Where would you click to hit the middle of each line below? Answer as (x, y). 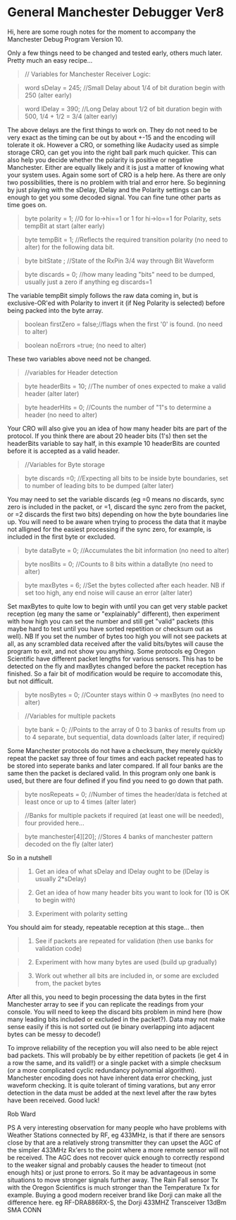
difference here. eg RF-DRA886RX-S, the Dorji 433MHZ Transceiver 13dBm (117, 1202)
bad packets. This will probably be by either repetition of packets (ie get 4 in (118, 1055)
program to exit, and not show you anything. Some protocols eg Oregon (111, 651)
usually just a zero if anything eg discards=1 (88, 282)
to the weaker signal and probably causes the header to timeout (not (107, 1165)
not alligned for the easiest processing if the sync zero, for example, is (110, 529)
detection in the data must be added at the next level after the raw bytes (112, 1093)
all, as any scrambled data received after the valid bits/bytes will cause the (116, 643)
